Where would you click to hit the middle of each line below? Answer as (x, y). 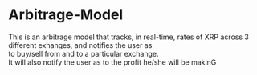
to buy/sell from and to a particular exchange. (84, 53)
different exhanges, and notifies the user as (80, 45)
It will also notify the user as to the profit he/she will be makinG (112, 62)
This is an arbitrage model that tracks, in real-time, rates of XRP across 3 (128, 37)
